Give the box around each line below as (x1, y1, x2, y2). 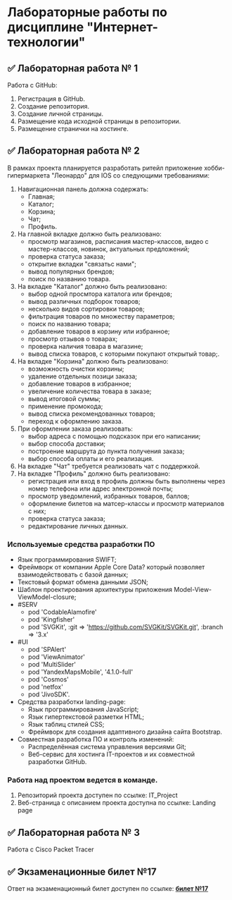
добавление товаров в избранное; (27, 379, 131, 388)
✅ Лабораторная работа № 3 (7, 826, 141, 839)
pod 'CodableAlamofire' (27, 608, 97, 617)
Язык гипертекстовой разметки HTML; (27, 713, 145, 721)
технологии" (7, 35, 86, 50)
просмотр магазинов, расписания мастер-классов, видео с (27, 237, 209, 245)
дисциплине (7, 19, 84, 35)
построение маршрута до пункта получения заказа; (27, 447, 185, 455)
